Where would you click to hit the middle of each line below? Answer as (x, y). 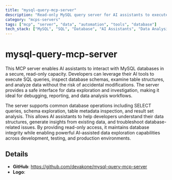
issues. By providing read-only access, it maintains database (85, 127)
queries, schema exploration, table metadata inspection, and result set (80, 111)
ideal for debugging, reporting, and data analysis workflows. (69, 96)
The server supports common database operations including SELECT (78, 106)
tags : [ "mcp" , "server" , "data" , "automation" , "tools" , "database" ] (81, 24)
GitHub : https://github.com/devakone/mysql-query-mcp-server (80, 166)
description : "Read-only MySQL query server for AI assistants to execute (87, 15)
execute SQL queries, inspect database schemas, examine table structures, (85, 79)
